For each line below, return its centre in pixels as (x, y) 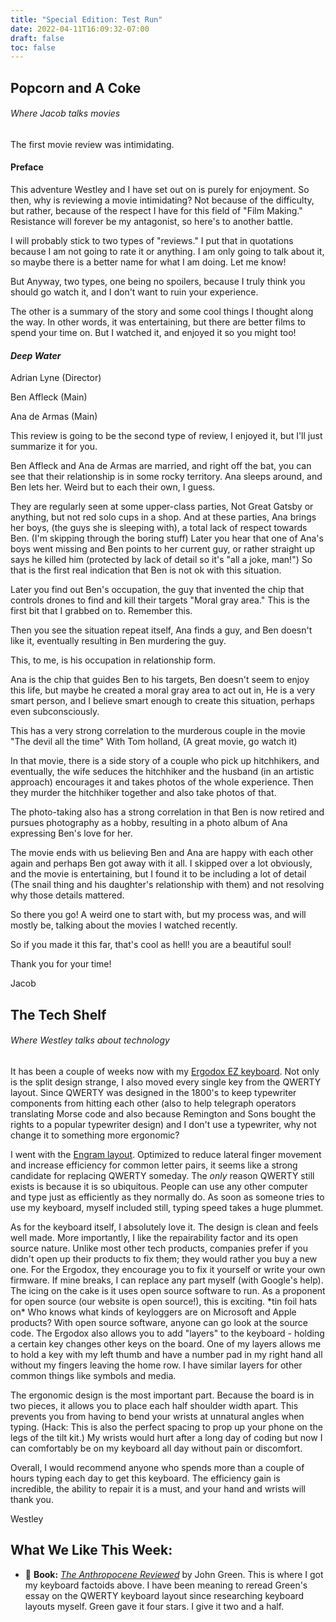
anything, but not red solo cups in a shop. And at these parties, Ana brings (163, 517)
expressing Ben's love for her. (71, 833)
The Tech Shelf (58, 1014)
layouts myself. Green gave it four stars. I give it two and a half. (154, 1606)
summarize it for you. (54, 447)
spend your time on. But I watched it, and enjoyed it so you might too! (153, 333)
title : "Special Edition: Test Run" (86, 19)
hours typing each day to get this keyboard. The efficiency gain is (145, 1478)
